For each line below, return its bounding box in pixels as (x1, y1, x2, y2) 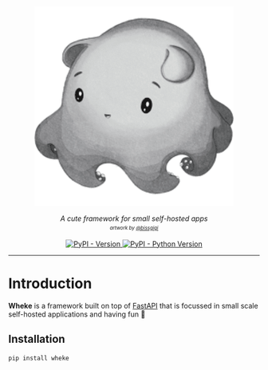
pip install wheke (8, 354, 69, 363)
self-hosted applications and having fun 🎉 (8, 309, 146, 319)
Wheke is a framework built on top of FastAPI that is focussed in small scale (8, 301, 258, 310)
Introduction (8, 274, 93, 293)
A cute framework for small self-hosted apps (60, 214, 208, 223)
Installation (8, 332, 65, 345)
